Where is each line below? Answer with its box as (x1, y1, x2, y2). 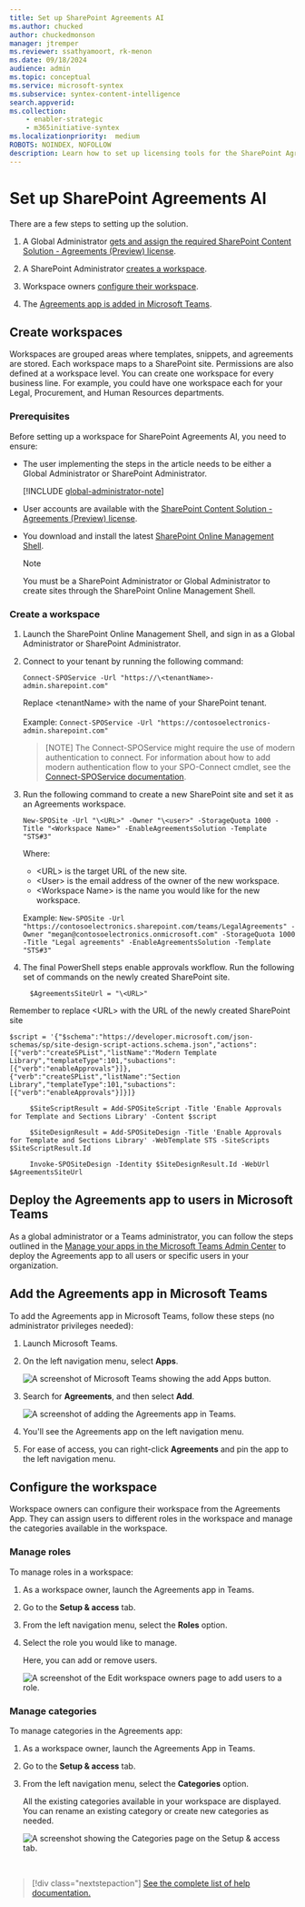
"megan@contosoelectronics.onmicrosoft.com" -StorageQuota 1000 (46, 929, 296, 938)
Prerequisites (9, 411, 70, 423)
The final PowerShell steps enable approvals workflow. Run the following (22, 961, 295, 972)
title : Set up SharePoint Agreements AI (9, 13, 165, 23)
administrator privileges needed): (9, 1320, 134, 1331)
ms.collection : (9, 107, 67, 116)
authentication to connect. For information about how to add (44, 752, 271, 763)
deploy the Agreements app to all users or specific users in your (9, 1250, 250, 1261)
